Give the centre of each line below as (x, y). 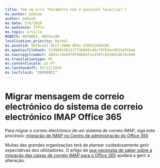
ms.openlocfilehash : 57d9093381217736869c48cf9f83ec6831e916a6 (70, 50)
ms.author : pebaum (24, 14)
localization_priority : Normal (37, 41)
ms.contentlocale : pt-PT (30, 63)
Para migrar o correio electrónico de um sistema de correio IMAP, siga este (80, 130)
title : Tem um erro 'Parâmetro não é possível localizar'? (66, 9)
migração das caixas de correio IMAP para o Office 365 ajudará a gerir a (78, 155)
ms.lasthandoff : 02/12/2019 (33, 68)
